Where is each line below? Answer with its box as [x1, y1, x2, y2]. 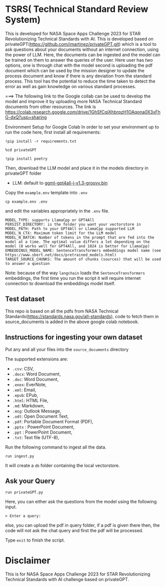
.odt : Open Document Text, [12, 413, 69, 419]
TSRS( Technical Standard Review [5, 3, 149, 15]
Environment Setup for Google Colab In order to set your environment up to [5, 123, 159, 130]
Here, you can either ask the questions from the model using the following [5, 499, 157, 505]
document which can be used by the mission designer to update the [5, 67, 145, 73]
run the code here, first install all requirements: [5, 129, 101, 135]
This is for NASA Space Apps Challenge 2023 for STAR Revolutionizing [5, 571, 151, 577]
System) [5, 14, 41, 25]
